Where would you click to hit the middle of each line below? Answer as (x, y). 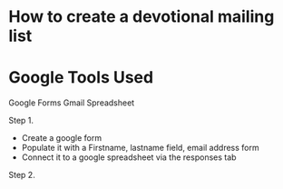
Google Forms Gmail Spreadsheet (72, 103)
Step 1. (21, 121)
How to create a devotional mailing (141, 17)
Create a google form (61, 138)
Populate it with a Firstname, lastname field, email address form (140, 148)
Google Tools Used (81, 78)
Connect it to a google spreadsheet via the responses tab (129, 157)
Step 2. (22, 175)
